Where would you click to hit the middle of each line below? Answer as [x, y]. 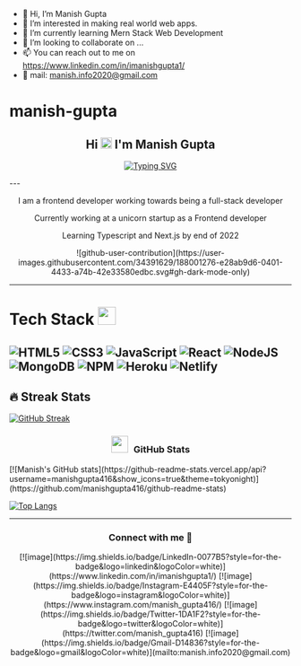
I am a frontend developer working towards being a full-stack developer [150, 201]
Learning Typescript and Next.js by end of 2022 [150, 235]
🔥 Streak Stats [50, 396]
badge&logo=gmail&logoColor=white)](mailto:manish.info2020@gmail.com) [150, 652]
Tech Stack [52, 320]
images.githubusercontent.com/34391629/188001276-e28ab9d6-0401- [150, 262]
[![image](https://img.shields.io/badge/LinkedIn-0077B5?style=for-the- [150, 556]
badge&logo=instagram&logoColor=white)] [150, 595]
